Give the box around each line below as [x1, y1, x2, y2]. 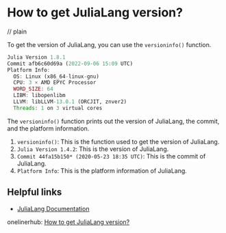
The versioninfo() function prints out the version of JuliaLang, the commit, [7, 117, 220, 125]
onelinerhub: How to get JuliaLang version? [7, 217, 130, 226]
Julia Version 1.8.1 [7, 53, 66, 61]
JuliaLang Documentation [16, 204, 90, 213]
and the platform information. [7, 124, 90, 133]
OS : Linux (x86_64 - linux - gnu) [13, 73, 99, 80]
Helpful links [7, 187, 62, 198]
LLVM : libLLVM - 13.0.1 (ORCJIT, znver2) [13, 98, 127, 105]
